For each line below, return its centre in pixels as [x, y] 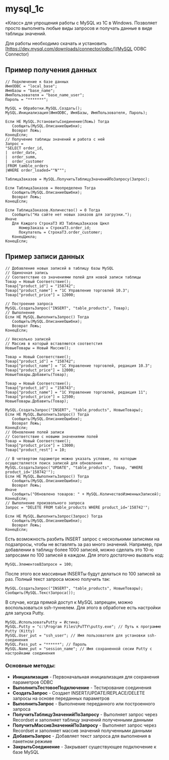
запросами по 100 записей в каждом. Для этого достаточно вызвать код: [84, 555]
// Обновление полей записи [35, 432]
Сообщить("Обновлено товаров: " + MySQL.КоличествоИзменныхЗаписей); [87, 494]
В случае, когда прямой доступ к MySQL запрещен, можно [69, 602]
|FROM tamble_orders [27, 166]
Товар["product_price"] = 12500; [40, 397]
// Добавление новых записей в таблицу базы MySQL [60, 268]
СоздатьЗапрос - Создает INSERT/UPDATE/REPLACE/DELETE [79, 693]
